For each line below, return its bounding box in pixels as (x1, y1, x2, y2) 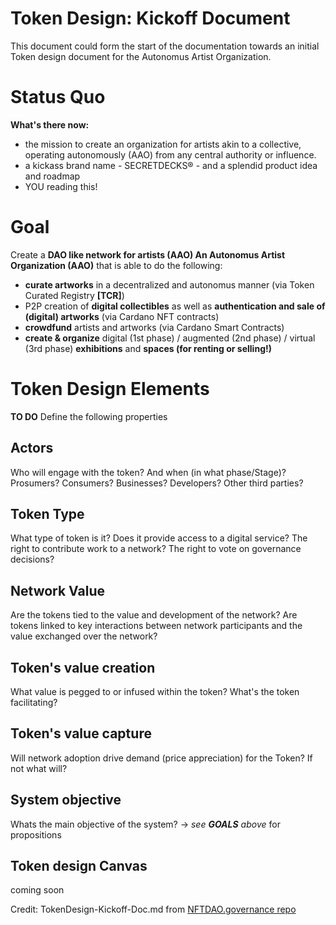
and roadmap (24, 170, 81, 182)
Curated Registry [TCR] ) (24, 289, 125, 301)
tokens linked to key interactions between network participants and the (10, 620, 303, 632)
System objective (10, 792, 122, 809)
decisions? (10, 553, 55, 566)
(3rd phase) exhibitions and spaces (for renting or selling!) (24, 342, 272, 354)
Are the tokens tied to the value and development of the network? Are (10, 609, 298, 621)
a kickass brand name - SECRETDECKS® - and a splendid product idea (24, 159, 318, 171)
